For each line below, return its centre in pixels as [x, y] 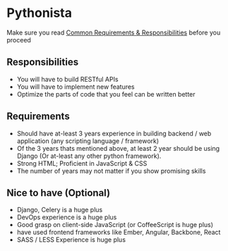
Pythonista [39, 13]
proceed [19, 39]
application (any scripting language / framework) [88, 141]
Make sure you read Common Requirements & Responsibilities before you [114, 32]
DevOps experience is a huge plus [67, 217]
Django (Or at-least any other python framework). [89, 156]
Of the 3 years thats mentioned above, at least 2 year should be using [118, 148]
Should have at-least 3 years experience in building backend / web [114, 133]
